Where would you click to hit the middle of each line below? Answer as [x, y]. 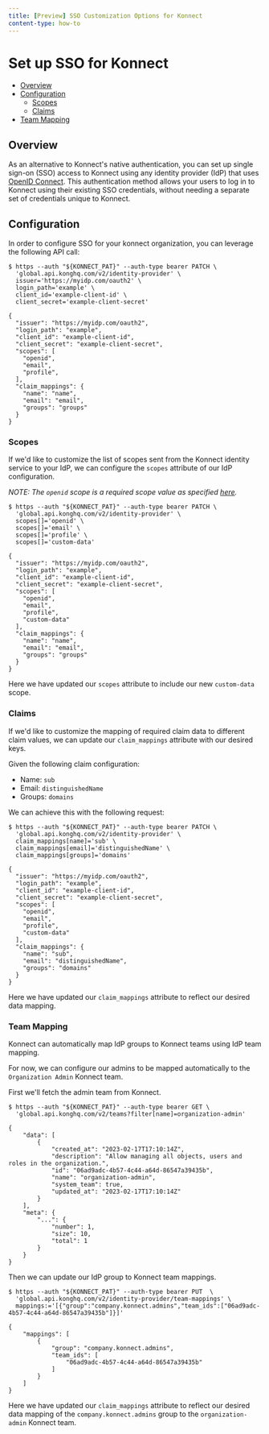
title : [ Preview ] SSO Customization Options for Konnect [106, 16]
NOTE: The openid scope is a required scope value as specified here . [123, 492]
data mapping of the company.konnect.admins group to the [104, 1414]
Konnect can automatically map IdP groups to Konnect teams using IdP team [135, 1043]
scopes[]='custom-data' [55, 542]
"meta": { [39, 1212]
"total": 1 [69, 1241]
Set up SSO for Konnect [88, 63]
